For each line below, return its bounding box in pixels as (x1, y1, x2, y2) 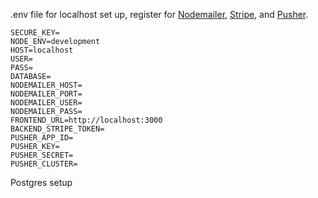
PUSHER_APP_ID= (10, 133, 74, 143)
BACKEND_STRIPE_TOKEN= (10, 124, 105, 134)
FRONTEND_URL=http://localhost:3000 (10, 115, 163, 125)
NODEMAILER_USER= (10, 98, 83, 108)
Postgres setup (10, 177, 73, 188)
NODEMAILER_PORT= (10, 89, 83, 99)
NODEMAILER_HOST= (10, 80, 83, 90)
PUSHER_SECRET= (10, 150, 74, 160)
